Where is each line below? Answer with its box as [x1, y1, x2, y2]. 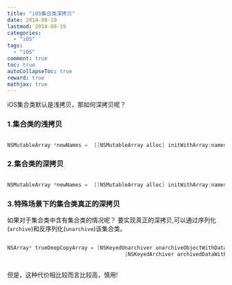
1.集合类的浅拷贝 [7, 119, 63, 129]
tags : [7, 42, 23, 49]
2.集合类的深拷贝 [7, 159, 64, 169]
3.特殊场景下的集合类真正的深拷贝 [7, 199, 121, 208]
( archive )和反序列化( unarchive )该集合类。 [7, 224, 126, 233]
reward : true [7, 74, 45, 81]
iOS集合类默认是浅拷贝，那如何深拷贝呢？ [7, 101, 126, 109]
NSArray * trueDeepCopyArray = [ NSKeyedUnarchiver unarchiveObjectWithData [7, 244, 227, 251]
